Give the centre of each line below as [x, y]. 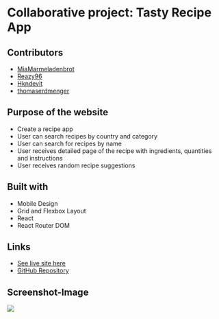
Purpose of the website [58, 112]
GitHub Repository [43, 271]
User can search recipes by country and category [87, 136]
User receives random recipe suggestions [76, 165]
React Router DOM [43, 225]
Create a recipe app [45, 129]
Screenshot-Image [48, 292]
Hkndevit [30, 83]
